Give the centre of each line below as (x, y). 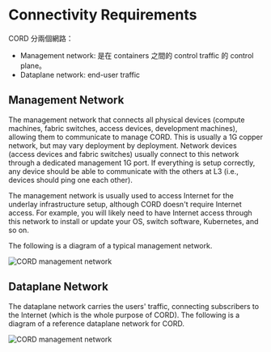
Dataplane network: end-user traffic (80, 74)
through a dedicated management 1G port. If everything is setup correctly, (132, 163)
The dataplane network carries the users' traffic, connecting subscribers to (134, 306)
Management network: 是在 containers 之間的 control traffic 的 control (137, 55)
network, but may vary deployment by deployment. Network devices (123, 145)
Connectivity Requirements (103, 15)
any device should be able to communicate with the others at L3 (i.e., (123, 171)
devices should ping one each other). (71, 180)
